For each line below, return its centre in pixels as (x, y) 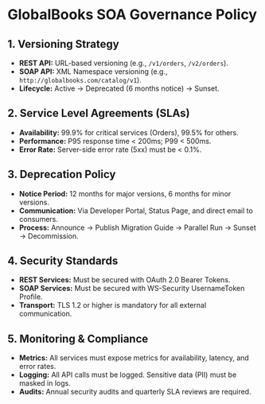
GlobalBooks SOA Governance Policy (132, 15)
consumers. (39, 219)
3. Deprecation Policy (62, 175)
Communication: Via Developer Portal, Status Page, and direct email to (136, 210)
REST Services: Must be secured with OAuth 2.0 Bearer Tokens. (125, 280)
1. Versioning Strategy (64, 44)
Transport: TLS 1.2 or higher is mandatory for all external (113, 305)
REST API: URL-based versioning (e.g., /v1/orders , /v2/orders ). (123, 63)
